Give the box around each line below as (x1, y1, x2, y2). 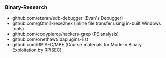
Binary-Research (5, 4, 48, 11)
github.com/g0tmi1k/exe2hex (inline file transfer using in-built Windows (12, 20, 161, 26)
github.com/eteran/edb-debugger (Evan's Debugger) (12, 15, 123, 21)
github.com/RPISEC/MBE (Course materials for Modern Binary (12, 42, 142, 48)
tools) (12, 26, 24, 32)
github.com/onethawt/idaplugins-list (12, 36, 88, 42)
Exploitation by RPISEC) (12, 47, 62, 53)
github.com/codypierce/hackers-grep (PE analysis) (12, 31, 119, 37)
